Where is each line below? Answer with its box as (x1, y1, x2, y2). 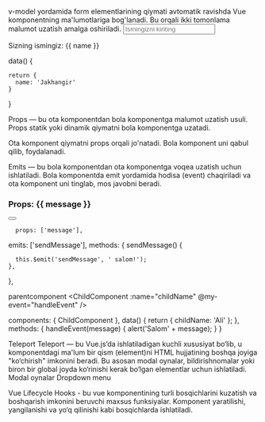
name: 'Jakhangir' (15, 78, 77, 86)
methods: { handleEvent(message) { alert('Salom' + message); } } (8, 324, 222, 333)
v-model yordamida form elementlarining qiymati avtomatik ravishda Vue (8, 7, 246, 16)
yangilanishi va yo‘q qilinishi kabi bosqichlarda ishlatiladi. (8, 405, 193, 415)
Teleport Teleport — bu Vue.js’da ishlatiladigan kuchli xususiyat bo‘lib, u (8, 340, 243, 349)
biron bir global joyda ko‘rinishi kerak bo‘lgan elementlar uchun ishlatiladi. (8, 364, 248, 374)
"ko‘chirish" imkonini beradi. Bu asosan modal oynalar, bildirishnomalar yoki (8, 356, 255, 366)
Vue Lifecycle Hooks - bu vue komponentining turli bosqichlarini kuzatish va (8, 388, 257, 398)
